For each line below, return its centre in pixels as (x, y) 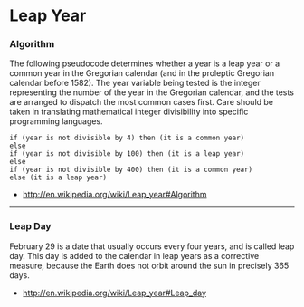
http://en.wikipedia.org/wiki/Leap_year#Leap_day (114, 293)
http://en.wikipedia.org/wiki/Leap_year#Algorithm (114, 195)
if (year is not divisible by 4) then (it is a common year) (127, 138)
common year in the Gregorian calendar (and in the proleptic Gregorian (142, 73)
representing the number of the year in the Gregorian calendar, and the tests (152, 92)
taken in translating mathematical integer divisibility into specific (129, 112)
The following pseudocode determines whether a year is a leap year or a (145, 63)
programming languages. (56, 121)
